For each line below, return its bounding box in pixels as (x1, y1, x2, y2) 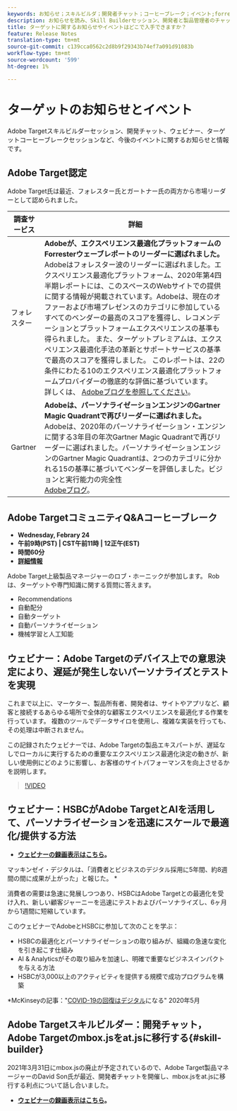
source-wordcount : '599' (7, 57, 80, 64)
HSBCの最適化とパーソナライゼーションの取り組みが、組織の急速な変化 (17, 936, 227, 945)
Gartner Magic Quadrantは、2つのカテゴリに (59, 453, 207, 463)
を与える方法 (17, 963, 55, 972)
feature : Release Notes (7, 30, 78, 37)
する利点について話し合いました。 (13, 1081, 113, 1089)
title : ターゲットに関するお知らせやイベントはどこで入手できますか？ (7, 23, 187, 30)
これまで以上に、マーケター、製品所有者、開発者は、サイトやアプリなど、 (7, 699, 224, 707)
